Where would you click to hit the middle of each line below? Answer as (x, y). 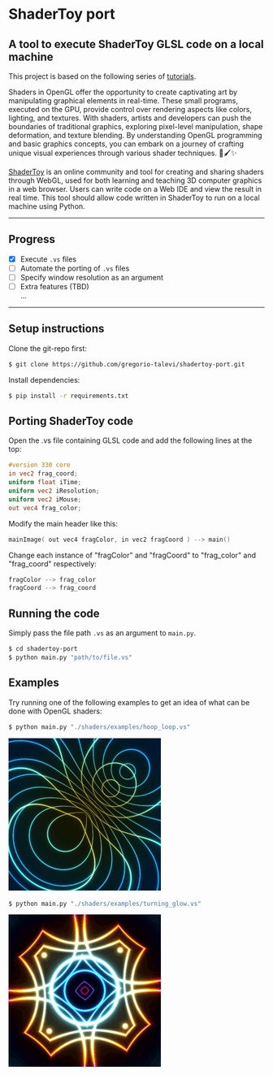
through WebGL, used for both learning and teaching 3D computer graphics (135, 180)
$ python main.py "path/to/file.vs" (70, 657)
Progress (32, 239)
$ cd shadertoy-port (43, 649)
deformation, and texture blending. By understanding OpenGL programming (135, 135)
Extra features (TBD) (54, 286)
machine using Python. (47, 206)
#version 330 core (39, 465)
